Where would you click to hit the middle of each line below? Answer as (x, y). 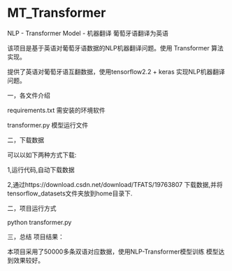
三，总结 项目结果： (36, 237)
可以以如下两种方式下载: (42, 155)
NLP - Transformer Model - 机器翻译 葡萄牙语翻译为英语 (88, 33)
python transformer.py (39, 222)
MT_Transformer (57, 13)
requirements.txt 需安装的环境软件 (57, 110)
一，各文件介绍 (29, 95)
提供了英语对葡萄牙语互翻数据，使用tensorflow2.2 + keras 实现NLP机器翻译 (116, 71)
